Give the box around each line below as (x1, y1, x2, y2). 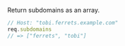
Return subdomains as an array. (7, 6, 100, 14)
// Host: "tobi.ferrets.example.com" (7, 20, 119, 26)
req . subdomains (7, 26, 52, 33)
